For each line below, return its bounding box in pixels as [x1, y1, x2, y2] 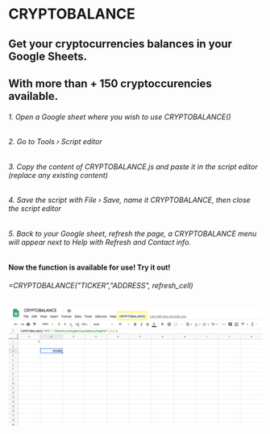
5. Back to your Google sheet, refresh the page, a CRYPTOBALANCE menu [8, 229, 257, 238]
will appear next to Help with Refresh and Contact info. [8, 238, 192, 246]
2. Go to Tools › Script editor [8, 137, 102, 147]
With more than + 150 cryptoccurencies [8, 76, 212, 90]
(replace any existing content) [8, 170, 109, 180]
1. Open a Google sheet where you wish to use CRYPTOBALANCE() [8, 112, 231, 122]
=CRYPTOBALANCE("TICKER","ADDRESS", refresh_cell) [8, 281, 193, 291]
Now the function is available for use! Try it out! [8, 262, 171, 272]
